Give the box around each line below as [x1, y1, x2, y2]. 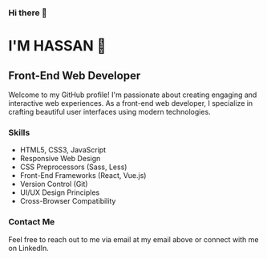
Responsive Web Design [19, 154, 101, 164]
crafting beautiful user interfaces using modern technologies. [8, 107, 211, 116]
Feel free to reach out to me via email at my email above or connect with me [8, 234, 259, 244]
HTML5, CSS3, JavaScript [19, 145, 107, 155]
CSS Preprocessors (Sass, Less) [19, 162, 127, 172]
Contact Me [8, 217, 55, 228]
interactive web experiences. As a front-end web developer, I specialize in [8, 98, 253, 107]
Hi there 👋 [8, 7, 48, 18]
